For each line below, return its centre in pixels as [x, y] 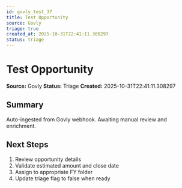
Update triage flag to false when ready [62, 178]
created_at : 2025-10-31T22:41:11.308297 [58, 34]
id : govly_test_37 [29, 12]
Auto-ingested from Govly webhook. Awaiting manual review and [86, 119]
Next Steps [27, 145]
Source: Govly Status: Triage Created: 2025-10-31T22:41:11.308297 [91, 86]
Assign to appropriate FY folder [54, 172]
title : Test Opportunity [37, 17]
